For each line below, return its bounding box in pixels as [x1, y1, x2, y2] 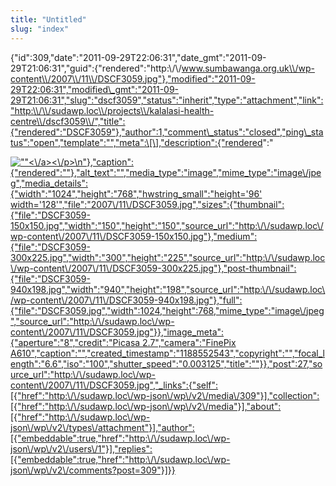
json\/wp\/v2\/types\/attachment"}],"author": [10, 421, 195, 433]
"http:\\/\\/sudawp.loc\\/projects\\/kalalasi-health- [10, 104, 215, 116]
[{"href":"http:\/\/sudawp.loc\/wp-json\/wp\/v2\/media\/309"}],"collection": [10, 389, 320, 401]
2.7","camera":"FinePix [142, 336, 237, 348]
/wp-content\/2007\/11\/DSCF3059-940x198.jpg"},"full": [10, 294, 243, 306]
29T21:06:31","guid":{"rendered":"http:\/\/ [10, 62, 182, 74]
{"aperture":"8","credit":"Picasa [10, 336, 141, 348]
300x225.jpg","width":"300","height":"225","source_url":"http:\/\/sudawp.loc [10, 251, 326, 263]
